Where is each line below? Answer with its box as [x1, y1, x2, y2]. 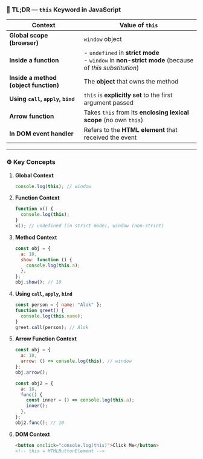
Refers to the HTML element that [83, 126, 178, 134]
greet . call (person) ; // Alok [14, 324, 89, 330]
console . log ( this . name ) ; [21, 313, 83, 319]
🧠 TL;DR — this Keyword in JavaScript [6, 5, 121, 14]
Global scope [9, 31, 48, 40]
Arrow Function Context [14, 335, 77, 342]
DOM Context [14, 431, 50, 438]
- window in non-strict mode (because [83, 56, 194, 65]
